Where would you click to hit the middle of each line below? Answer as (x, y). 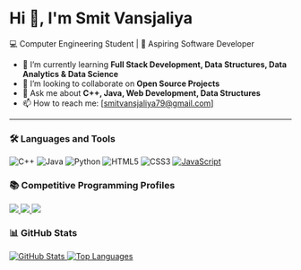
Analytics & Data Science (70, 74)
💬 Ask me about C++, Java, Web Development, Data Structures (142, 92)
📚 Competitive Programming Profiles (92, 186)
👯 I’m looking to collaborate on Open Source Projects (121, 83)
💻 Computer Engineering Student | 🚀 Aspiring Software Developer (132, 43)
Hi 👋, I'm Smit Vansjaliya (101, 18)
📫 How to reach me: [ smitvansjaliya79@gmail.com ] (118, 103)
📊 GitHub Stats (43, 233)
